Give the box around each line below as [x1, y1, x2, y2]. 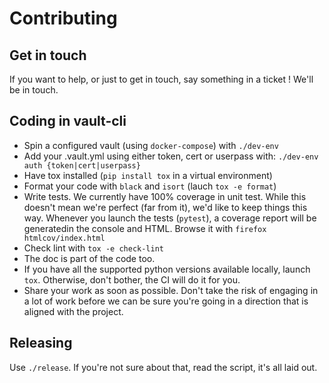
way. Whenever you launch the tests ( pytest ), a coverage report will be [23, 212, 317, 224]
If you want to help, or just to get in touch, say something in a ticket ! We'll [9, 73, 314, 85]
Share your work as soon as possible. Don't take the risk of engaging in [23, 284, 319, 296]
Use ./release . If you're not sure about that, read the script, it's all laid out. [9, 361, 318, 373]
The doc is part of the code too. [23, 252, 156, 264]
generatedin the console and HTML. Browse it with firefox [23, 222, 267, 234]
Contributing [9, 7, 118, 30]
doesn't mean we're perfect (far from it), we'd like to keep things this [23, 201, 308, 213]
